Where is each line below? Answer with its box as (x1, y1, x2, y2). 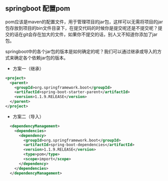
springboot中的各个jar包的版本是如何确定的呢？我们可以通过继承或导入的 (5, 48, 158, 54)
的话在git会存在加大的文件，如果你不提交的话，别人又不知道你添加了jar (9, 31, 158, 37)
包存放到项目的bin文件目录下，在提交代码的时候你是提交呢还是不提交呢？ (5, 25, 158, 31)
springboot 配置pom (5, 4, 70, 13)
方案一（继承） (12, 65, 44, 71)
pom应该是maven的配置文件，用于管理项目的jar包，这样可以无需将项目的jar (5, 19, 163, 25)
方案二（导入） (12, 113, 44, 119)
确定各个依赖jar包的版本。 (14, 55, 68, 61)
